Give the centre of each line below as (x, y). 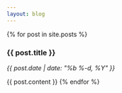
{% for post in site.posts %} (47, 34)
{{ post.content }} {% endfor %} (53, 82)
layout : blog (26, 14)
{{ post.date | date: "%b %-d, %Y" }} (61, 67)
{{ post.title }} (31, 53)
